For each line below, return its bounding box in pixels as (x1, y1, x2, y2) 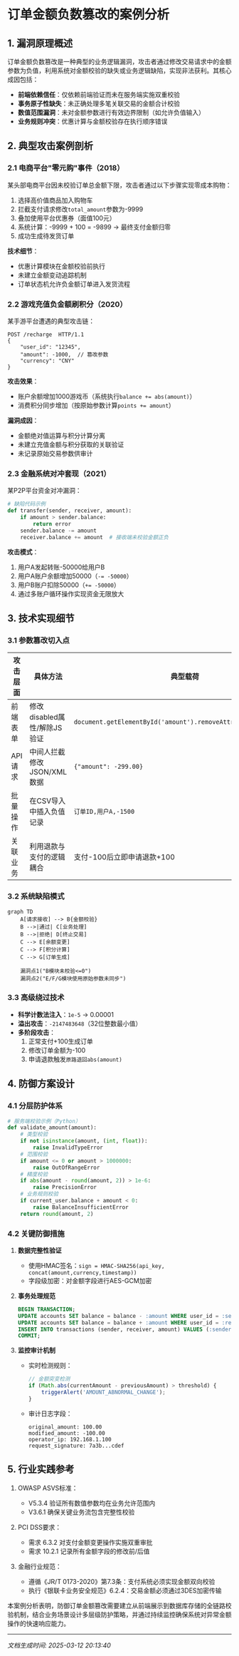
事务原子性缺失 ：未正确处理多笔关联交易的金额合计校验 (17, 99, 180, 108)
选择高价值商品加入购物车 (17, 195, 93, 204)
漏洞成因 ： (7, 416, 39, 424)
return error (33, 520, 72, 528)
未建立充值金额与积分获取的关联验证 (17, 440, 124, 449)
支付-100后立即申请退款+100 (73, 852, 176, 862)
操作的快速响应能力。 (7, 1619, 70, 1627)
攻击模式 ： (7, 547, 39, 556)
